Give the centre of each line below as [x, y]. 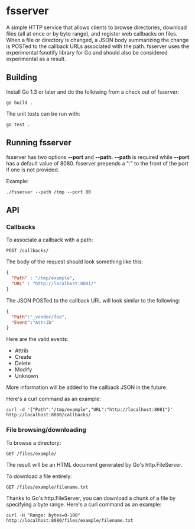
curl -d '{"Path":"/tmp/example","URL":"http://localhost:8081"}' [90, 410]
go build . [19, 103]
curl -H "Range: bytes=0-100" [43, 515]
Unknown [26, 376]
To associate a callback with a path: [50, 240]
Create [23, 357]
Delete [23, 364]
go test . [18, 125]
